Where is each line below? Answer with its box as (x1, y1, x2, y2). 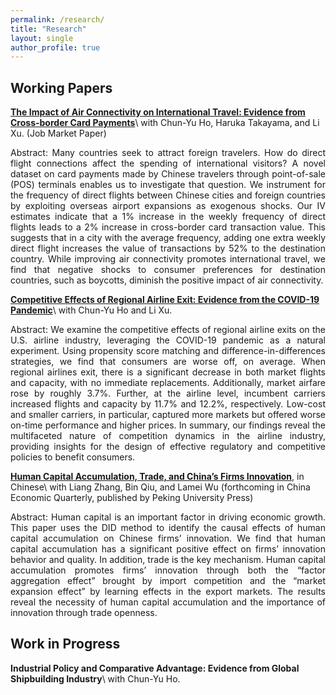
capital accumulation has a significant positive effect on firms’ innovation (10, 543, 326, 555)
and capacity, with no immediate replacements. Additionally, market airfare (10, 377, 326, 389)
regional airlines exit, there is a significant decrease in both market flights (10, 366, 326, 378)
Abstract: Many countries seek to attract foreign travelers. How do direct (10, 147, 326, 159)
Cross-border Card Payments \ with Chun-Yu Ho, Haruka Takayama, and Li (10, 117, 320, 129)
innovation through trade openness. (10, 607, 158, 619)
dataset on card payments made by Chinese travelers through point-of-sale (10, 168, 326, 180)
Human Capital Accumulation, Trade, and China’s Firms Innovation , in (10, 471, 305, 483)
